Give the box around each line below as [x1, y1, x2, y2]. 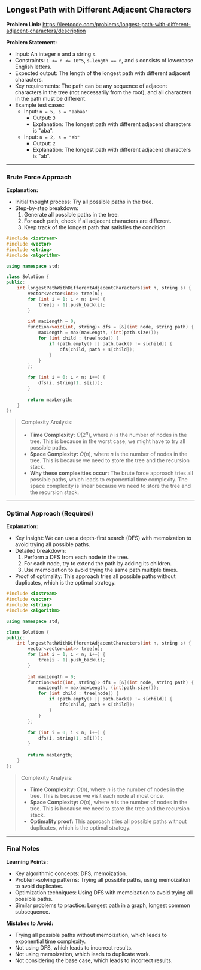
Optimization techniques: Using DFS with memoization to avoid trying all [14, 888, 193, 896]
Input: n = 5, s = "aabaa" [23, 107, 88, 115]
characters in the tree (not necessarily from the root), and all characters [14, 88, 192, 95]
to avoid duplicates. [14, 882, 64, 890]
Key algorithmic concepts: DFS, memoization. [14, 870, 127, 877]
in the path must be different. [14, 95, 87, 102]
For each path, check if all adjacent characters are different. [23, 217, 172, 224]
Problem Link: [6, 20, 42, 28]
